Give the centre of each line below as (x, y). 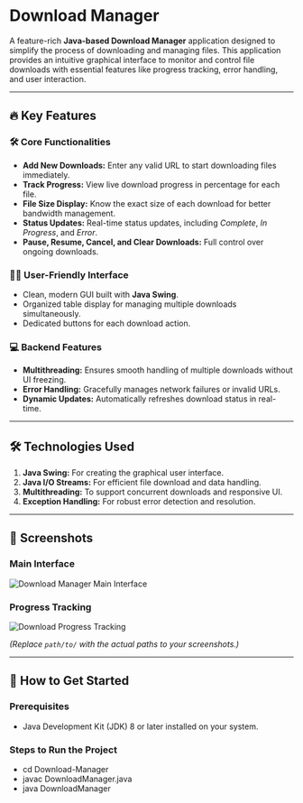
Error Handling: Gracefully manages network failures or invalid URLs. (151, 390)
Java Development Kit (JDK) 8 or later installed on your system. (140, 726)
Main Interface (42, 564)
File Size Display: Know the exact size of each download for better (147, 203)
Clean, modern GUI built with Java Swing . (100, 294)
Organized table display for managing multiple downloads (129, 304)
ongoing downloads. (60, 251)
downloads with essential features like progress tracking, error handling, (143, 69)
